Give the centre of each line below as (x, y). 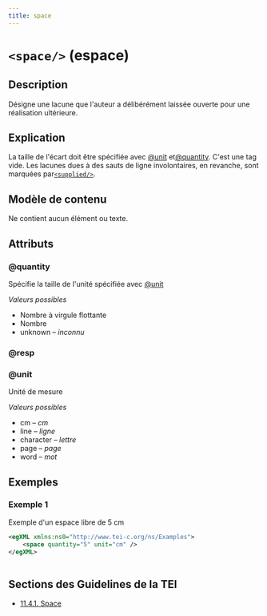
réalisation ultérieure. (43, 112)
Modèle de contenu (58, 199)
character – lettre (48, 440)
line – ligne (38, 431)
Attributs (31, 244)
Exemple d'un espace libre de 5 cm (66, 522)
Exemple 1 (28, 505)
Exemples (33, 482)
